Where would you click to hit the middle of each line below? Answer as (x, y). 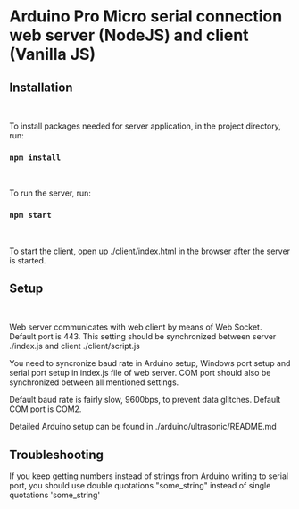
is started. (28, 260)
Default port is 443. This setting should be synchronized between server (143, 337)
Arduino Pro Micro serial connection (146, 17)
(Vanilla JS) (53, 54)
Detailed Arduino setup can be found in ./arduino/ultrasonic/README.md (143, 427)
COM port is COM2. (46, 409)
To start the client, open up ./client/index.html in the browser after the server (150, 251)
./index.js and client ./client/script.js (75, 346)
